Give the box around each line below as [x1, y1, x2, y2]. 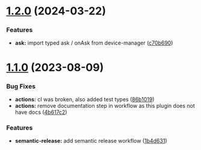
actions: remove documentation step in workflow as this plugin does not [14, 102, 196, 109]
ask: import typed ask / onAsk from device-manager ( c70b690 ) [14, 39, 173, 46]
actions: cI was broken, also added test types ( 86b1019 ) [14, 95, 155, 103]
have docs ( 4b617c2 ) [14, 108, 67, 116]
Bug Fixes [6, 82, 36, 90]
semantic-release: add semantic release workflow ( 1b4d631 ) [14, 137, 167, 145]
